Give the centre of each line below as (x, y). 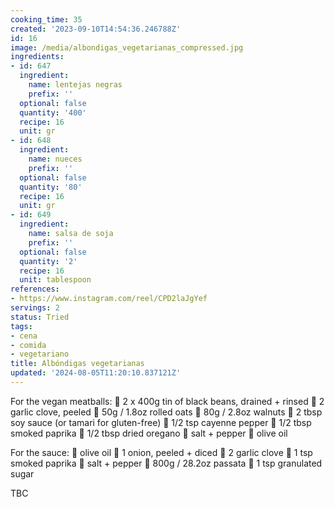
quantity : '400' (53, 112)
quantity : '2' (48, 261)
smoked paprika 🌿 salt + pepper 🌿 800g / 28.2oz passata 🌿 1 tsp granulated (166, 463)
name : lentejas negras (75, 85)
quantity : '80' (51, 187)
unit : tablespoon (55, 280)
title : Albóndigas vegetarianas (77, 364)
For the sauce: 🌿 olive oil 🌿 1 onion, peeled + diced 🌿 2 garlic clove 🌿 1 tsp (161, 452)
